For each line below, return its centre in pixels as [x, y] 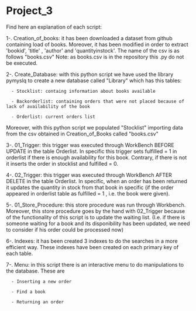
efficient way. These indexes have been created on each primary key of [92, 247]
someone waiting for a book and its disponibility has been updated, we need [98, 223]
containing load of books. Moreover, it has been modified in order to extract [97, 44]
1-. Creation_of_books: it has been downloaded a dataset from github [89, 38]
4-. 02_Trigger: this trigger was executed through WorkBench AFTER [89, 175]
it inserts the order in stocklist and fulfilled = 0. [62, 163]
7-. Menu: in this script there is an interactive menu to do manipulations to [95, 264]
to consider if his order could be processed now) [65, 229]
